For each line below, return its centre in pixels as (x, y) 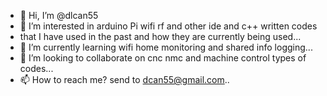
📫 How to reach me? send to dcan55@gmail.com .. (124, 79)
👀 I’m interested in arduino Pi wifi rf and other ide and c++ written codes (168, 26)
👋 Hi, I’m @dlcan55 (59, 15)
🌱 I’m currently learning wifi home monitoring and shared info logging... (166, 47)
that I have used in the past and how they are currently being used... (160, 36)
